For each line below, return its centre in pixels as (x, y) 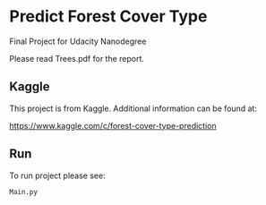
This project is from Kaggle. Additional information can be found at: (133, 108)
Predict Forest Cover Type (108, 17)
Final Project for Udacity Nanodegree (78, 41)
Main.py (24, 192)
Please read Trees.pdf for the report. (77, 58)
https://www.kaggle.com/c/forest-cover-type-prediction (113, 125)
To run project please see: (57, 175)
